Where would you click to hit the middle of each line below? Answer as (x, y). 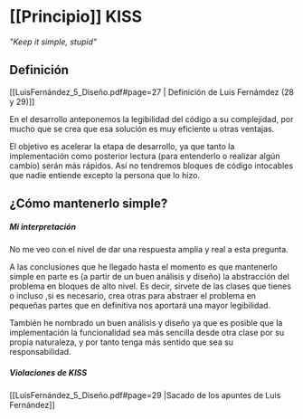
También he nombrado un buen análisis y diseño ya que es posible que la (146, 323)
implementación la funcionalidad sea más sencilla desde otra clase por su (147, 333)
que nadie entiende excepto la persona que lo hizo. (105, 175)
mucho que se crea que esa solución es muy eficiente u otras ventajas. (142, 129)
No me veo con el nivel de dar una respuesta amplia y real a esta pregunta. (149, 250)
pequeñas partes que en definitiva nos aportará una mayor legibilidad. (140, 306)
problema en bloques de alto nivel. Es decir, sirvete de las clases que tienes (151, 286)
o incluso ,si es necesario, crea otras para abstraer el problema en (133, 296)
